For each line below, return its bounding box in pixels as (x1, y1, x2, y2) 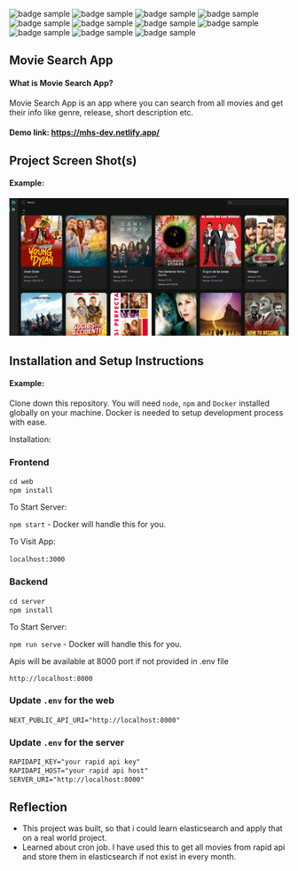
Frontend (9, 455, 50, 468)
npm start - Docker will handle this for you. (9, 519, 167, 530)
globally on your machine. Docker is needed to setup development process (9, 407, 284, 417)
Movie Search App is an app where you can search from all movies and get (9, 98, 284, 108)
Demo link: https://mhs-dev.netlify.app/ (9, 127, 161, 138)
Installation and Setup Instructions (9, 353, 204, 368)
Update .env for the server (9, 736, 125, 748)
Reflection (9, 799, 68, 814)
